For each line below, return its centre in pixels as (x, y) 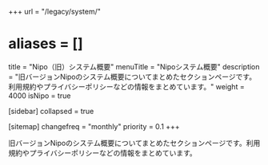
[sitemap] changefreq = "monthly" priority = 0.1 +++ (94, 126)
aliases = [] (46, 44)
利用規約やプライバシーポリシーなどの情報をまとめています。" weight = (127, 86)
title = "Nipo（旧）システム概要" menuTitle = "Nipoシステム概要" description (134, 66)
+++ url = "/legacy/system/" (55, 12)
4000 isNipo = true (40, 96)
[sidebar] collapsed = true (51, 111)
